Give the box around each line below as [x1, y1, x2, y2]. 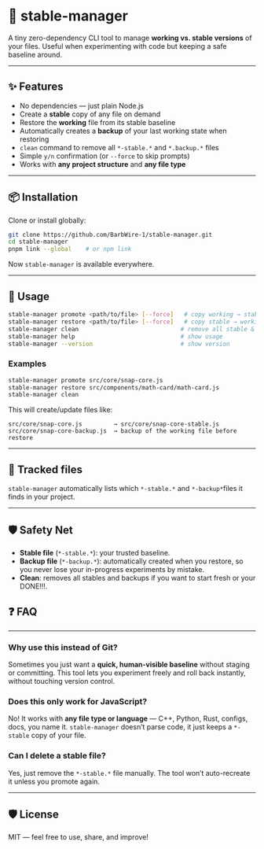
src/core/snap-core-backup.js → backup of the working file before [8, 427, 237, 435]
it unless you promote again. [8, 777, 101, 786]
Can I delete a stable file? [8, 751, 106, 762]
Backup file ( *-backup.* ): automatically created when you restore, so [19, 556, 244, 566]
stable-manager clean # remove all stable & [8, 325, 255, 333]
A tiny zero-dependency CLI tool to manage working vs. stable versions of [8, 33, 253, 42]
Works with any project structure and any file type [19, 159, 186, 168]
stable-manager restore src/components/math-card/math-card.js [8, 383, 220, 392]
